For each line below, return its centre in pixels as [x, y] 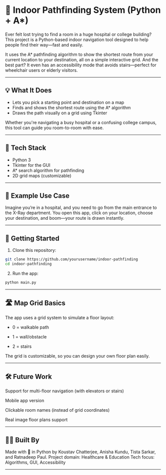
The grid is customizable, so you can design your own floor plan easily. [77, 356]
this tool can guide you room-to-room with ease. [54, 128]
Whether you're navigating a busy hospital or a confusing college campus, [81, 122]
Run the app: [25, 273]
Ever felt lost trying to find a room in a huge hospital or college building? [78, 34]
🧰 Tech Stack [26, 148]
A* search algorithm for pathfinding [48, 170]
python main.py [21, 282]
